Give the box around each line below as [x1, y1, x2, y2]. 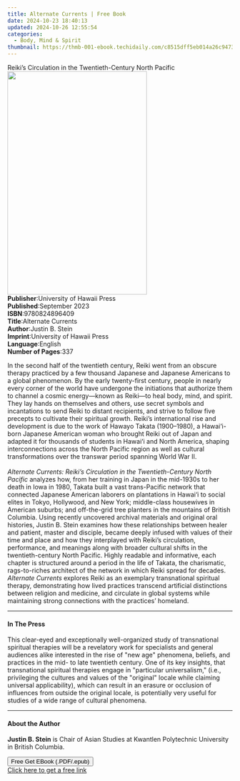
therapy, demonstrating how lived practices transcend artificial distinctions [7, 582, 227, 590]
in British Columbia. [7, 742, 65, 751]
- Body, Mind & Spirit [14, 37, 81, 44]
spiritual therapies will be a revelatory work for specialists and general [7, 643, 214, 652]
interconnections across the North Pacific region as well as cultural [7, 444, 205, 453]
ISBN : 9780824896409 [7, 309, 75, 318]
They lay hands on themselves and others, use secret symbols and [7, 399, 204, 407]
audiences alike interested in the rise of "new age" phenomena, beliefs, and [7, 651, 231, 660]
